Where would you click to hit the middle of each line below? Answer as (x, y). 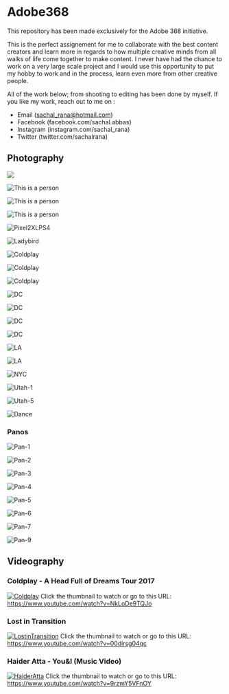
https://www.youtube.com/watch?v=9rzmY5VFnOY (80, 684)
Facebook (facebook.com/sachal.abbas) (74, 122)
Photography (36, 158)
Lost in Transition (37, 621)
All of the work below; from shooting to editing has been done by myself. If (112, 94)
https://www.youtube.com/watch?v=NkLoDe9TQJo (80, 603)
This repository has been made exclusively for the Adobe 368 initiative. (108, 31)
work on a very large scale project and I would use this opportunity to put (111, 66)
